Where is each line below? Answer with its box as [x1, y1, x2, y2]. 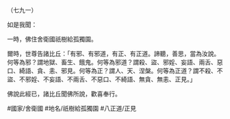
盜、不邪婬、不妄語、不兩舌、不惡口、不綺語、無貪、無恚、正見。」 [7, 75, 196, 83]
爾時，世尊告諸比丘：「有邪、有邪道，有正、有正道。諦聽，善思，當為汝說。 [7, 50, 220, 57]
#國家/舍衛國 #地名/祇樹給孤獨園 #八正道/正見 [7, 105, 137, 112]
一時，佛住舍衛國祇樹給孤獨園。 [7, 35, 97, 43]
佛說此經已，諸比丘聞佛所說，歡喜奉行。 [7, 90, 121, 98]
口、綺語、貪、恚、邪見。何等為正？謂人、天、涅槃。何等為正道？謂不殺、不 [7, 67, 223, 75]
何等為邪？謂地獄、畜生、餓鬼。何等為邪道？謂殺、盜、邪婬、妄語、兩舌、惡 [7, 58, 223, 66]
